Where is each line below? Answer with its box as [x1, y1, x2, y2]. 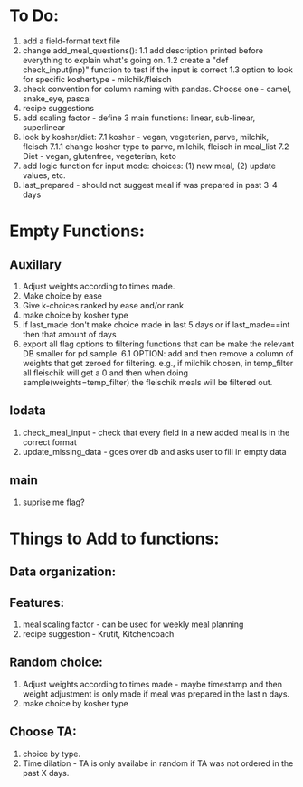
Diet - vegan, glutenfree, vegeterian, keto [22, 150, 176, 161]
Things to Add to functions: [9, 528, 220, 548]
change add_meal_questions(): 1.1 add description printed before [22, 44, 264, 55]
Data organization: [9, 564, 117, 580]
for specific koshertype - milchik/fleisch [22, 73, 172, 84]
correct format [22, 436, 77, 448]
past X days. [22, 767, 70, 778]
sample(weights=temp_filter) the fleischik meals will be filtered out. [22, 376, 273, 387]
